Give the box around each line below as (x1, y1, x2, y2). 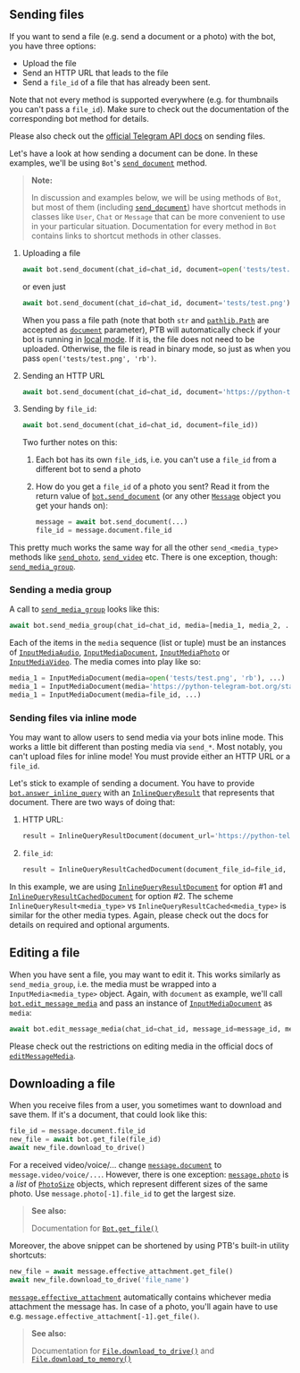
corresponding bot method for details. (9, 113, 149, 124)
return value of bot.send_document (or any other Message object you (35, 491, 281, 502)
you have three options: (9, 40, 96, 51)
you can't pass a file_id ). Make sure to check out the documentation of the (9, 103, 289, 115)
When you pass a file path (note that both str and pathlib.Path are (21, 314, 270, 325)
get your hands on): (35, 501, 109, 511)
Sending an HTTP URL (21, 370, 105, 381)
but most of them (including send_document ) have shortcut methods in (30, 202, 287, 212)
